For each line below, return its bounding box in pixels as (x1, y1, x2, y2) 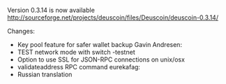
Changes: (7, 27, 35, 35)
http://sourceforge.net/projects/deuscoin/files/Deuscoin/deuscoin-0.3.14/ (7, 13, 218, 22)
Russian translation (17, 70, 73, 78)
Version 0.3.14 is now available (7, 6, 96, 14)
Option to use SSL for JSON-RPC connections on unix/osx (17, 55, 185, 64)
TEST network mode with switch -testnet (17, 48, 135, 56)
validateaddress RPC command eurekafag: (17, 63, 141, 71)
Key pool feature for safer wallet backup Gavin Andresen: (17, 41, 183, 48)
